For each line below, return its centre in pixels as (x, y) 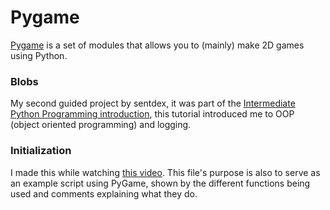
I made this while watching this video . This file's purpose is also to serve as (165, 172)
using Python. (39, 55)
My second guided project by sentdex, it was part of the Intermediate (153, 103)
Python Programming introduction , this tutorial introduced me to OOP (152, 114)
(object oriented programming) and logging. (101, 125)
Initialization (41, 151)
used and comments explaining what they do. (104, 193)
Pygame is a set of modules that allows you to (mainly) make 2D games (157, 45)
